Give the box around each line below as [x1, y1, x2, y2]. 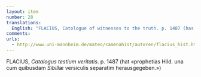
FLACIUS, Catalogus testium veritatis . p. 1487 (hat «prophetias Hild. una [6, 57, 184, 65]
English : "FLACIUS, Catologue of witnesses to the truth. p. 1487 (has [11, 25, 194, 31]
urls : [6, 36, 20, 42]
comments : [6, 31, 31, 37]
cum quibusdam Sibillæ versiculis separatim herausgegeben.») [6, 64, 162, 71]
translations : [6, 20, 42, 25]
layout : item [6, 8, 39, 15]
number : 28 [6, 14, 33, 20]
